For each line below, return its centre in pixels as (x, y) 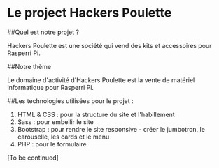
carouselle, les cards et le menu (63, 137)
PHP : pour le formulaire (52, 144)
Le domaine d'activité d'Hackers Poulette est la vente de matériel (101, 80)
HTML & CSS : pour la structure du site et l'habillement (96, 114)
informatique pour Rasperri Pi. (51, 87)
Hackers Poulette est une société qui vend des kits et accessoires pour (109, 45)
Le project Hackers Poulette (90, 13)
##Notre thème (29, 66)
